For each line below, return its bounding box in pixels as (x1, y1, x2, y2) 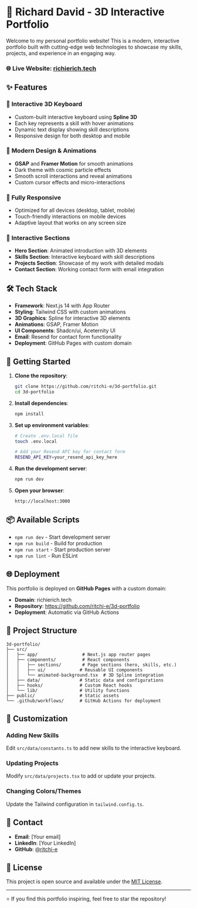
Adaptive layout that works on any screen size (14, 220, 127, 227)
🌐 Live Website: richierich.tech (6, 64, 97, 72)
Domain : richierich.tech (14, 596, 72, 603)
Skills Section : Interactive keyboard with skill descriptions (14, 254, 155, 261)
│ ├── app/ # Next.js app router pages (6, 652, 151, 657)
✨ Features (6, 82, 47, 93)
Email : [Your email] (14, 833, 61, 840)
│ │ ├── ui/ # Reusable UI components (6, 667, 143, 673)
